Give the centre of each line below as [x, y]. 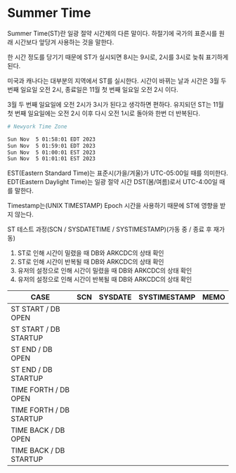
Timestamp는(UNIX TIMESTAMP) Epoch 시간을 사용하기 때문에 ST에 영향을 [113, 206]
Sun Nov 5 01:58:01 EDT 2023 [52, 139]
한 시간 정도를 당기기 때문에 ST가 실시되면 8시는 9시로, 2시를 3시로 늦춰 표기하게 [118, 57]
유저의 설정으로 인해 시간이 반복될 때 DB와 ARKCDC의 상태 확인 [105, 280]
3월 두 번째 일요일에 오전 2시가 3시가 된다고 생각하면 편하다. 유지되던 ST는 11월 [116, 104]
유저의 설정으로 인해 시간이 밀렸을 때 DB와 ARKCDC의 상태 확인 [105, 271]
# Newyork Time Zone [38, 127]
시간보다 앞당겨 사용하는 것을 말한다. [64, 42]
